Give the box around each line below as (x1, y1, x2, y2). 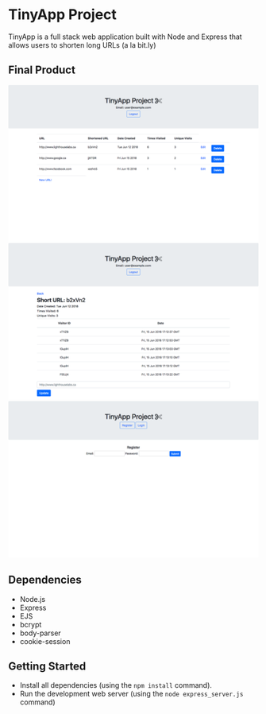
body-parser (19, 628, 61, 638)
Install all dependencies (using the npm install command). (19, 681, 213, 690)
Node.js (19, 594, 46, 603)
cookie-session (19, 636, 71, 646)
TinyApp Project (8, 6, 118, 24)
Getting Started (8, 659, 87, 673)
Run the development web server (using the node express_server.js (19, 689, 244, 699)
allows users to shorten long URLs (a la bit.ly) (8, 40, 156, 49)
